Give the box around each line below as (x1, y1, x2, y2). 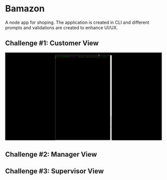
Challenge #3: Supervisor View (5, 167, 104, 176)
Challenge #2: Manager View (5, 150, 97, 159)
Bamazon (5, 3, 45, 14)
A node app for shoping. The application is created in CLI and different (5, 19, 150, 25)
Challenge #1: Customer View (5, 39, 99, 48)
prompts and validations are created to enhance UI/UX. (5, 24, 118, 30)
